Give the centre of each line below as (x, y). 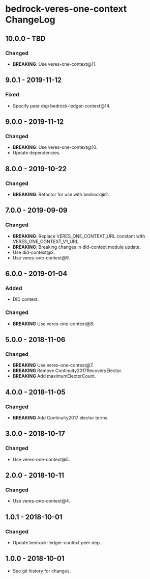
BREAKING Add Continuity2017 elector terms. (61, 417)
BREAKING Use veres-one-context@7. (53, 365)
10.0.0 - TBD (25, 38)
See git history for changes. (42, 571)
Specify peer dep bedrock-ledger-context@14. (62, 106)
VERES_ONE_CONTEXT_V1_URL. (46, 241)
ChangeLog (30, 20)
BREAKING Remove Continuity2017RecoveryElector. (67, 371)
